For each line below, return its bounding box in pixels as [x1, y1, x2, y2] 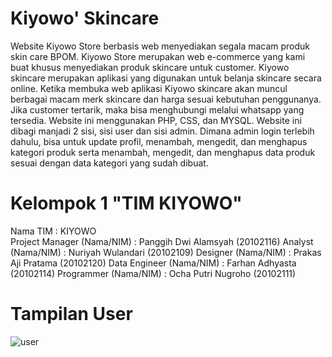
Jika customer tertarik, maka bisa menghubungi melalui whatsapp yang [10, 103, 305, 116]
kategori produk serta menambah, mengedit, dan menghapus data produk [10, 146, 316, 158]
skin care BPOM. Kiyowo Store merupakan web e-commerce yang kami [10, 50, 306, 62]
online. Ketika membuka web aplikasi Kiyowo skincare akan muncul [10, 82, 288, 94]
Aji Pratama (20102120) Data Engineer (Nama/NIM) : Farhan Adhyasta [10, 257, 297, 269]
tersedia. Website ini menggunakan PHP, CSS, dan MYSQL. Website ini [10, 114, 302, 126]
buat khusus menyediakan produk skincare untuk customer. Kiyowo [10, 61, 290, 73]
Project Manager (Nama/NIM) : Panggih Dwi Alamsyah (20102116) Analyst [10, 235, 314, 247]
